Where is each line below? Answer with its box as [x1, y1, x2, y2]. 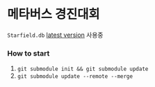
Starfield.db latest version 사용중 [7, 31, 104, 39]
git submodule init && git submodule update [17, 65, 149, 73]
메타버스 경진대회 [7, 6, 100, 22]
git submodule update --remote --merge [17, 73, 133, 80]
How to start [7, 48, 50, 58]
